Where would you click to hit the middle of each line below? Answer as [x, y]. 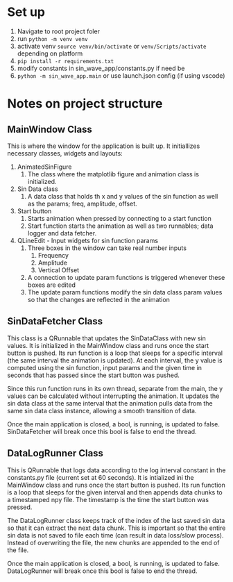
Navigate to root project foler [59, 31]
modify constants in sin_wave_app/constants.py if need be [101, 68]
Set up [26, 12]
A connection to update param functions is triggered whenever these [126, 277]
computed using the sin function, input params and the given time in [105, 367]
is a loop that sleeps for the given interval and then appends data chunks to [115, 492]
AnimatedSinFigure [44, 167]
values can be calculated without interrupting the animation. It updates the [113, 396]
